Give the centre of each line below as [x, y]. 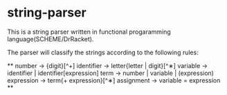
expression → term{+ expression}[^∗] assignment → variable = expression [114, 80]
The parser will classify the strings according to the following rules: [103, 52]
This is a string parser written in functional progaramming [89, 32]
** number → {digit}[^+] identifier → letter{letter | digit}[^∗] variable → [108, 65]
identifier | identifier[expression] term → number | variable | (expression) [111, 73]
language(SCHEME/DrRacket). [51, 39]
